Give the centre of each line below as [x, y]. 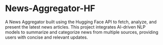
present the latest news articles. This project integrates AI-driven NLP [75, 27]
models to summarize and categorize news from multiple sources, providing [82, 32]
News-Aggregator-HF [50, 8]
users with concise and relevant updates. [47, 37]
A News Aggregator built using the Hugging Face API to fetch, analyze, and [81, 22]
